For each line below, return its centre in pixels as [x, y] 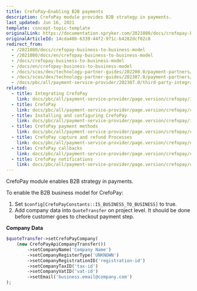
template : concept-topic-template [48, 28]
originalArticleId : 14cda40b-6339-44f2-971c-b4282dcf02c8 [78, 39]
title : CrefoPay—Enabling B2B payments [55, 11]
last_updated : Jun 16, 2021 [40, 22]
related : [17, 88]
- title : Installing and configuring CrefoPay [69, 115]
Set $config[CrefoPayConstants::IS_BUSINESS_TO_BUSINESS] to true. [96, 204]
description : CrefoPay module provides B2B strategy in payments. [89, 17]
